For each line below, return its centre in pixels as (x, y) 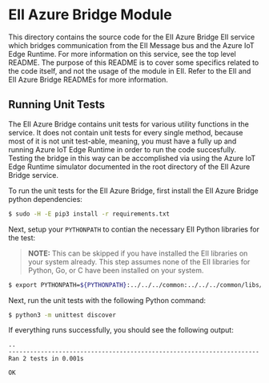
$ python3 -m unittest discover (62, 315)
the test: (22, 237)
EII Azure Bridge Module (90, 15)
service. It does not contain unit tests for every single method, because (126, 132)
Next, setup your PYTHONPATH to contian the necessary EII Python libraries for (134, 229)
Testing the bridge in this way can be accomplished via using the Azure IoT (132, 158)
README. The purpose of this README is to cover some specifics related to (134, 62)
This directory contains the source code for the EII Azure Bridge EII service (132, 37)
